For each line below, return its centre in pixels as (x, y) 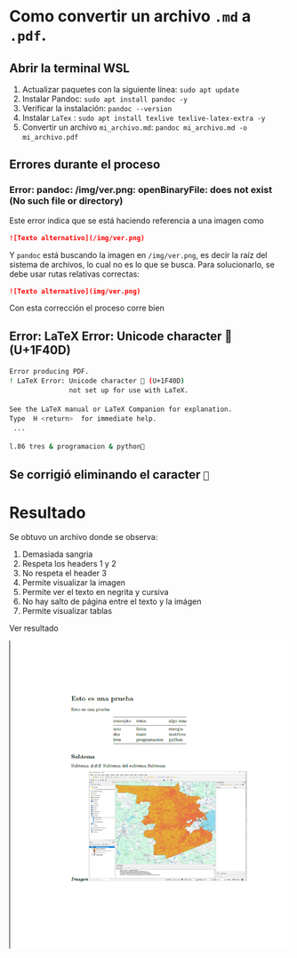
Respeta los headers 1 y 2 (69, 564)
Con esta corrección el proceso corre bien (87, 308)
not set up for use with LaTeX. (129, 390)
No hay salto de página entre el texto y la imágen (112, 601)
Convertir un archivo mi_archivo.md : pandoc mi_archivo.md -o (134, 127)
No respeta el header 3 (64, 573)
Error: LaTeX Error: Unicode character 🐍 (121, 336)
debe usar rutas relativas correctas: (74, 274)
